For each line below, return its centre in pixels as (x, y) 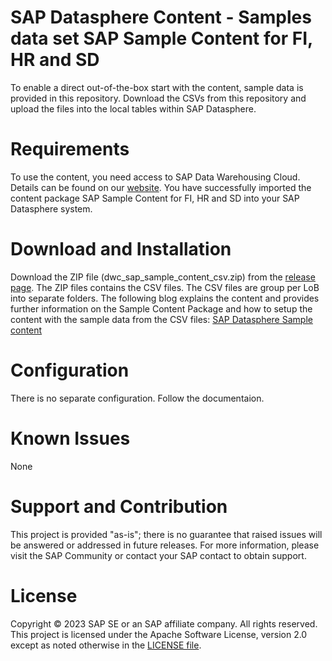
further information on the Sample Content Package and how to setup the (161, 308)
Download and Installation (121, 249)
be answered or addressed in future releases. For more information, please (165, 545)
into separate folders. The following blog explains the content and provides (165, 298)
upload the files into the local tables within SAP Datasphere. (133, 108)
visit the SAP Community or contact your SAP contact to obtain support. (158, 555)
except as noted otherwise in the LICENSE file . (106, 645)
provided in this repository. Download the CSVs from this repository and (158, 98)
